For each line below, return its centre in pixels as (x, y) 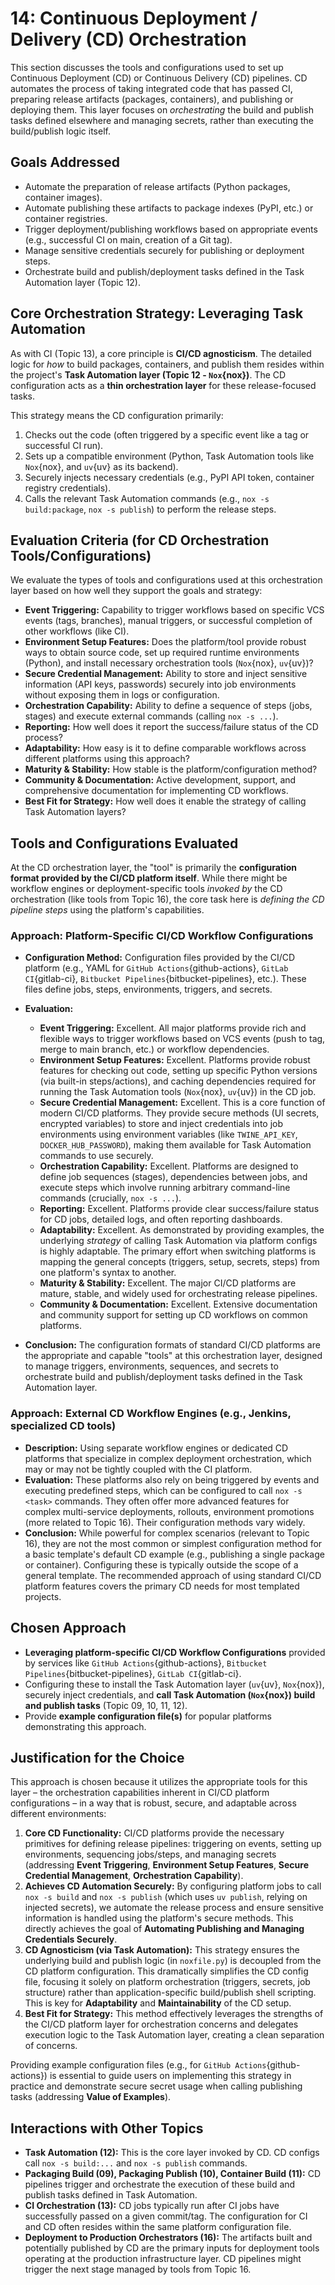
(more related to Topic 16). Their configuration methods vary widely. (165, 1522)
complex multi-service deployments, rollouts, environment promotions (169, 1511)
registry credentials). (68, 488)
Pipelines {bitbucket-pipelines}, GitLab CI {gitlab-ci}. (133, 1673)
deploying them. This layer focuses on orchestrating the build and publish (162, 109)
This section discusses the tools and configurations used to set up (147, 67)
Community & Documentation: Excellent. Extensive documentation (178, 1304)
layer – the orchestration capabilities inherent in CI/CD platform (140, 1793)
